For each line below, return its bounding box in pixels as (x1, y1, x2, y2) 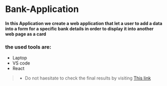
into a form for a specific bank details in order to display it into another (5, 25, 154, 31)
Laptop (12, 55, 27, 61)
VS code (12, 60, 30, 66)
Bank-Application (5, 3, 79, 15)
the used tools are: (5, 43, 51, 50)
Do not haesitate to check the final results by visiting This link (24, 75, 151, 81)
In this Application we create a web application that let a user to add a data (5, 20, 163, 26)
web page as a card (5, 31, 46, 37)
